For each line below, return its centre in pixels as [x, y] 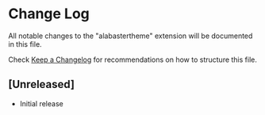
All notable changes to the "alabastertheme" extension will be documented [131, 36]
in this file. [25, 44]
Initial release [41, 103]
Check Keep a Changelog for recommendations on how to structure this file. [133, 59]
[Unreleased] [42, 84]
